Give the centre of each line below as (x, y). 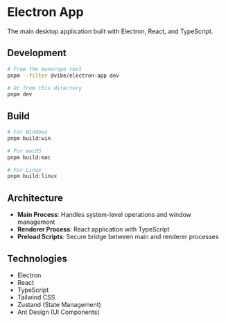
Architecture (35, 198)
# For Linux (24, 170)
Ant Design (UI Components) (58, 312)
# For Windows (28, 132)
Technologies (37, 258)
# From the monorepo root (44, 69)
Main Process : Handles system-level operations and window (104, 215)
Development (37, 53)
